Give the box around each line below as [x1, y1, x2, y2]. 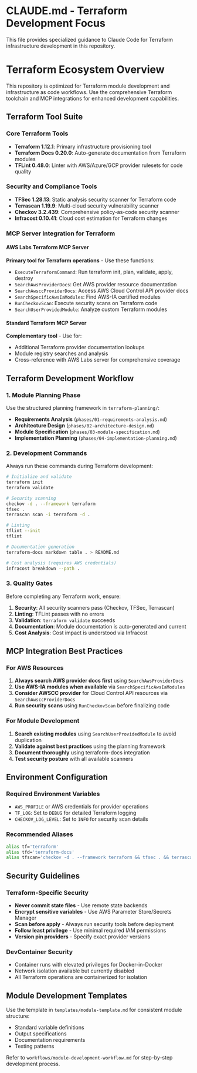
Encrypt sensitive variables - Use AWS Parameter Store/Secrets [14, 908, 172, 915]
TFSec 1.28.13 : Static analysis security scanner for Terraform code [14, 196, 176, 203]
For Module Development [6, 717, 80, 725]
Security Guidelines [6, 871, 80, 881]
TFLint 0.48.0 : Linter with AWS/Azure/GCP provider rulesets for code [14, 162, 183, 169]
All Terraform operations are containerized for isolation [14, 974, 148, 981]
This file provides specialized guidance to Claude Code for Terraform [6, 36, 174, 43]
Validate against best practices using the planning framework [14, 743, 166, 750]
